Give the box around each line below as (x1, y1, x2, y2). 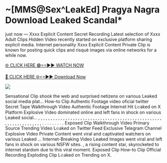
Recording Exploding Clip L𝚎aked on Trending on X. (5, 152, 112, 158)
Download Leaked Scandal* (5, 14, 123, 26)
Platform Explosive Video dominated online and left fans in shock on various (5, 109, 162, 115)
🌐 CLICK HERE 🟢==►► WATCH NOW (5, 62, 84, 68)
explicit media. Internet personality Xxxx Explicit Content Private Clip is (5, 41, 151, 47)
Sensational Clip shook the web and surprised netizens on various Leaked (5, 93, 158, 99)
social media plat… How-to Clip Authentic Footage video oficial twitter (5, 98, 149, 104)
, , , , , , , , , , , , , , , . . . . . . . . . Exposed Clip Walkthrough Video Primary (5, 120, 150, 126)
